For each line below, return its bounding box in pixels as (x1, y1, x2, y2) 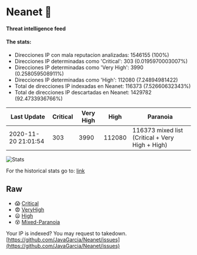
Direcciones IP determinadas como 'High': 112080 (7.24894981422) (14, 76, 178, 83)
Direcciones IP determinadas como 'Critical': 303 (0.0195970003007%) (14, 57, 188, 64)
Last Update (11, 113, 46, 121)
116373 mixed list (132, 126, 184, 134)
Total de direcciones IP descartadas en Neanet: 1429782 (14, 89, 152, 96)
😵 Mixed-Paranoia (14, 218, 60, 225)
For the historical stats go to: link (6, 167, 85, 174)
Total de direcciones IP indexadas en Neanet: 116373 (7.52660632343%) (14, 82, 191, 90)
